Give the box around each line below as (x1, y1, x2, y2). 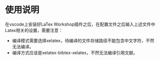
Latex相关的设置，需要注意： (5, 27, 63, 33)
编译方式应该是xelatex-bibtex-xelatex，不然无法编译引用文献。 (12, 49, 138, 56)
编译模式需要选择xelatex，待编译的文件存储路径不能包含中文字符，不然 (12, 37, 155, 44)
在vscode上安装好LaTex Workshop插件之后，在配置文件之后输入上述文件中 (5, 21, 156, 27)
